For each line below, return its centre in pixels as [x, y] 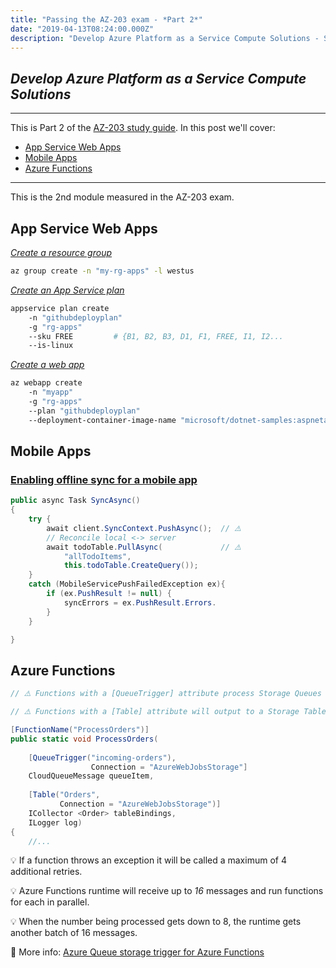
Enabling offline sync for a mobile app [104, 479]
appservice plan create [60, 308]
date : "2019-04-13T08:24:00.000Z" [82, 29]
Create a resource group [61, 252]
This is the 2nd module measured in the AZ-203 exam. [122, 197]
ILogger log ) [55, 822]
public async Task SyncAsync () [75, 501]
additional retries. [46, 872]
